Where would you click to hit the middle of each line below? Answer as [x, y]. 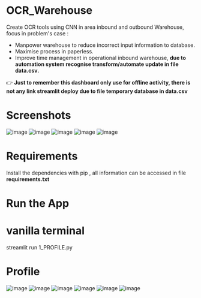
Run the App [38, 203]
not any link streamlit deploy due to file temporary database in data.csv [97, 91]
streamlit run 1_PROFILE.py [40, 247]
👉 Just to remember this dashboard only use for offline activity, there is [98, 82]
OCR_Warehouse [49, 10]
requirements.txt [28, 179]
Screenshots [39, 115]
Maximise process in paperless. [54, 51]
